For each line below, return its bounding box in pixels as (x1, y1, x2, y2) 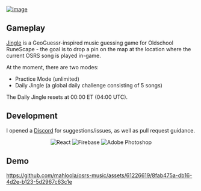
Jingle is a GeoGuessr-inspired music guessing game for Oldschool (6, 39, 173, 46)
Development (6, 111, 58, 121)
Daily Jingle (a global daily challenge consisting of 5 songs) (14, 81, 162, 89)
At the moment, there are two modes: (6, 63, 99, 70)
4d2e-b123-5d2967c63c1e (6, 178, 72, 186)
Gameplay (6, 23, 46, 33)
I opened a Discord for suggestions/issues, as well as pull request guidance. (6, 127, 196, 134)
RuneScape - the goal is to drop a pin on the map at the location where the (6, 45, 191, 52)
